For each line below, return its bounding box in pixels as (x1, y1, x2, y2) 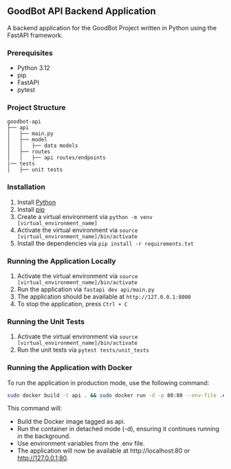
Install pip (16, 205, 45, 214)
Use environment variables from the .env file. (16, 439, 145, 448)
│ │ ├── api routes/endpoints (7, 155, 107, 161)
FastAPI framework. (7, 31, 63, 39)
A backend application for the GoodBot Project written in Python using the (7, 23, 217, 32)
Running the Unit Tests (7, 317, 85, 326)
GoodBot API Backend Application (7, 5, 156, 17)
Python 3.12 (16, 64, 50, 72)
